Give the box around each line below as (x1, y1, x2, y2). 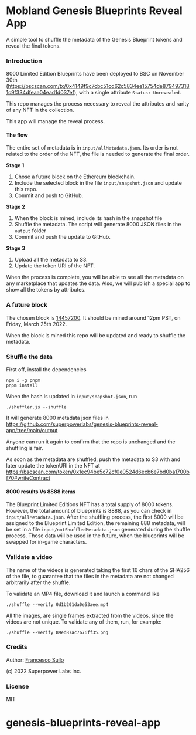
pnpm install (6, 382, 38, 388)
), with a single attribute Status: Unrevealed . (74, 89, 181, 96)
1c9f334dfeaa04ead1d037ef (6, 89, 75, 96)
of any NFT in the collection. (6, 107, 74, 114)
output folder (14, 227, 47, 234)
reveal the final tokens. (6, 42, 61, 49)
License (6, 682, 29, 690)
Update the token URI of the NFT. (14, 262, 95, 269)
